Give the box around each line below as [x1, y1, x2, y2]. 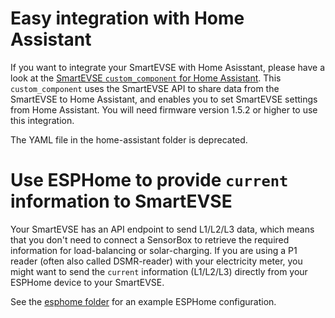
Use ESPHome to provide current [10, 169, 289, 192]
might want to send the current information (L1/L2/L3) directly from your [10, 265, 308, 277]
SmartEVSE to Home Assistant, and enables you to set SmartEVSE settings [10, 93, 318, 105]
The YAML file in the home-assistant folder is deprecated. [10, 133, 248, 146]
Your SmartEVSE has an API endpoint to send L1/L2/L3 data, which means [10, 223, 315, 235]
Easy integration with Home [10, 7, 245, 30]
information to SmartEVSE [10, 190, 233, 213]
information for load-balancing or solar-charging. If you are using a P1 [10, 244, 298, 256]
